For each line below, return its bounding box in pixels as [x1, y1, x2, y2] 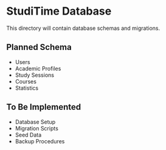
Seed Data [15, 131, 42, 138]
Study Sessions [15, 71, 55, 79]
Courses [15, 77, 36, 85]
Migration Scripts [15, 124, 59, 132]
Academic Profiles [15, 65, 61, 72]
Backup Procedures [15, 137, 65, 145]
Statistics [15, 84, 39, 91]
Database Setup [15, 118, 56, 126]
